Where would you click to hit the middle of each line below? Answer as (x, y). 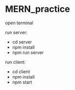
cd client (21, 71)
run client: (15, 62)
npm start (22, 82)
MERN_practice (37, 9)
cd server (22, 42)
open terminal (19, 23)
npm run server (28, 52)
